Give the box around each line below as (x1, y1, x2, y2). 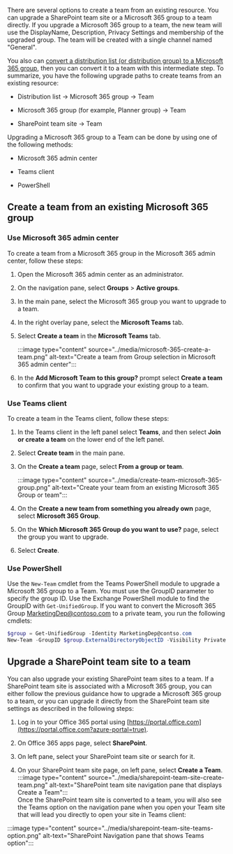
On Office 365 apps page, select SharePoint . (17, 739, 148, 747)
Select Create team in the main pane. (17, 449, 126, 457)
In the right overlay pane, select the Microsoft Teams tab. (17, 318, 184, 326)
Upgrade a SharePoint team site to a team (7, 656, 191, 668)
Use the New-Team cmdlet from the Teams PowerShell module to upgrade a (7, 579, 220, 588)
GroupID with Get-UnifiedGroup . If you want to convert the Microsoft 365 (7, 602, 216, 610)
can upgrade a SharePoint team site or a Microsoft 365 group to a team (7, 13, 212, 22)
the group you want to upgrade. (17, 533, 109, 541)
